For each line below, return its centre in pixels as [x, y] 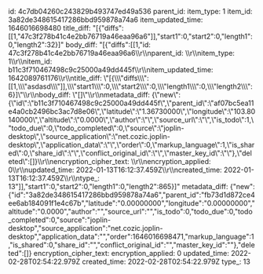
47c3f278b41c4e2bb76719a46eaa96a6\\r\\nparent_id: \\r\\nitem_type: [122, 53]
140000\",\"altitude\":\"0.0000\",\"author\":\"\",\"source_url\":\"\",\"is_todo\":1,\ [131, 120]
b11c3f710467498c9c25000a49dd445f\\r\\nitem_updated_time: [111, 69]
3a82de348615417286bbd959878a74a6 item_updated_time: [106, 20]
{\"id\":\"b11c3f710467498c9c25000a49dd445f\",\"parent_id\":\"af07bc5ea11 [131, 103]
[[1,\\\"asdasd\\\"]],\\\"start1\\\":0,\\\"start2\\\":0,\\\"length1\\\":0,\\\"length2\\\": [130, 86]
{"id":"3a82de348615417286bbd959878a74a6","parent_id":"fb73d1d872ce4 [131, 195]
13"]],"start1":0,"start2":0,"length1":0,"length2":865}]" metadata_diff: [118, 186]
